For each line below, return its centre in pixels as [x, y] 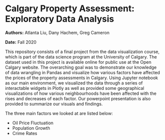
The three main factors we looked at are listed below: [59, 113]
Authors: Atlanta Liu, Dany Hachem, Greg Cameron [57, 32]
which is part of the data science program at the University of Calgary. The [81, 56]
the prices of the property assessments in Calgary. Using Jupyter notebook [82, 78]
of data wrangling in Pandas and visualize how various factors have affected [82, 72]
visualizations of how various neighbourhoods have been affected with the [81, 93]
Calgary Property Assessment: [70, 9]
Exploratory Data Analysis [60, 19]
